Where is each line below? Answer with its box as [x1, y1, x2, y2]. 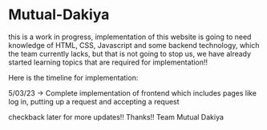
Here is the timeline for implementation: [8, 73, 139, 82]
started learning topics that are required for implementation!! [8, 57, 208, 67]
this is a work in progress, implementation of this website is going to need [8, 32, 252, 41]
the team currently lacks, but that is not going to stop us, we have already [8, 49, 251, 58]
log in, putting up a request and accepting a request [8, 97, 180, 106]
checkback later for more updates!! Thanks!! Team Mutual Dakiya [8, 112, 225, 121]
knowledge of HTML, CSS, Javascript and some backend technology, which [8, 40, 260, 49]
